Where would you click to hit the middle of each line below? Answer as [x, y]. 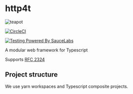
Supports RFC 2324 [25, 59]
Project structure [31, 75]
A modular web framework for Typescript [47, 50]
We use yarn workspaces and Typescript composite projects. [66, 86]
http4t [18, 8]
